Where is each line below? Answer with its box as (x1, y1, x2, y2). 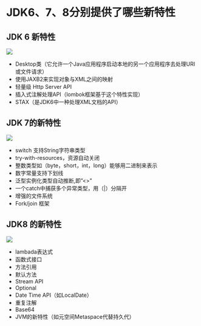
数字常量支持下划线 (15, 169, 64, 176)
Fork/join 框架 (15, 199, 50, 207)
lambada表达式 (15, 248, 53, 255)
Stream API (15, 277, 44, 285)
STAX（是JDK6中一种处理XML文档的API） (15, 99, 121, 105)
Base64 (15, 305, 35, 313)
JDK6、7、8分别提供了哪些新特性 (6, 5, 176, 19)
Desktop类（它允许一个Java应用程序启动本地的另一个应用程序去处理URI (15, 60, 196, 68)
